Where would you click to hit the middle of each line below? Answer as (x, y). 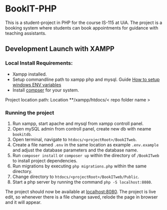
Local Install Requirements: (39, 63)
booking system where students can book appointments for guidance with (82, 27)
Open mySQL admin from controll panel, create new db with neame (82, 128)
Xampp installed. (29, 74)
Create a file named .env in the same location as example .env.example (85, 144)
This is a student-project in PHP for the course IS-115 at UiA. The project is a (84, 22)
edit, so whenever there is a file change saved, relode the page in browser (82, 197)
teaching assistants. (26, 33)
